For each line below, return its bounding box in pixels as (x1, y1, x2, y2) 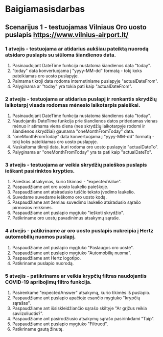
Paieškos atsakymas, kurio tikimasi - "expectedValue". (12, 179, 122, 185)
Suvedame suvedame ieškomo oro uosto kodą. (12, 194, 107, 200)
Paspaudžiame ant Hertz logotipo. (12, 255, 81, 261)
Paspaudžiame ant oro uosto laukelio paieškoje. (12, 184, 109, 190)
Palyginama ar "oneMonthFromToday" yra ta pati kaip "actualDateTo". (12, 149, 153, 155)
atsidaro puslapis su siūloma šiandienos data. (5, 51, 116, 58)
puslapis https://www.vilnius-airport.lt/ (5, 30, 129, 39)
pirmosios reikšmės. (12, 205, 53, 211)
